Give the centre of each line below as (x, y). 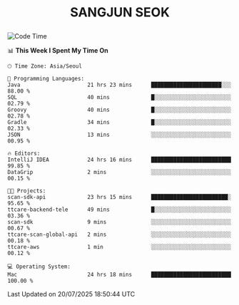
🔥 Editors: (24, 154)
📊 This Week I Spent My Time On (58, 51)
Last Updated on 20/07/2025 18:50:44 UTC (71, 294)
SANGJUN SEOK (120, 12)
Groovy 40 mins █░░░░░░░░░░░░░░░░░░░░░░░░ (119, 110)
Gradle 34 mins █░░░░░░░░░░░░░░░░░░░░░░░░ (119, 123)
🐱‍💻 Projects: (27, 191)
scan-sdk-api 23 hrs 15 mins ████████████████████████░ (119, 197)
